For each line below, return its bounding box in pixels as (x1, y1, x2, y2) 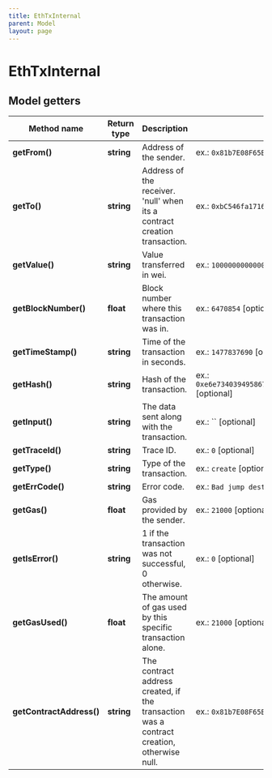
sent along (141, 411, 182, 422)
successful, (141, 558, 186, 570)
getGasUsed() (12, 617, 68, 628)
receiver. (141, 186, 176, 197)
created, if (141, 686, 181, 697)
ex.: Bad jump (195, 481, 245, 493)
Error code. (141, 481, 185, 493)
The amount (141, 592, 189, 603)
